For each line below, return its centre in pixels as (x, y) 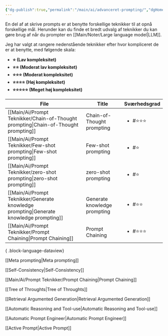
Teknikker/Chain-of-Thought (42, 118)
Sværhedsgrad (142, 104)
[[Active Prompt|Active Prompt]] (38, 328)
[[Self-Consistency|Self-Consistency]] (44, 270)
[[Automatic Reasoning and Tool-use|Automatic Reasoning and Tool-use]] (81, 309)
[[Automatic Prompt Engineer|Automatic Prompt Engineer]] (66, 318)
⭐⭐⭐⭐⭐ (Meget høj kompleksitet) (47, 89)
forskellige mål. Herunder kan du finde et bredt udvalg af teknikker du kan (81, 29)
